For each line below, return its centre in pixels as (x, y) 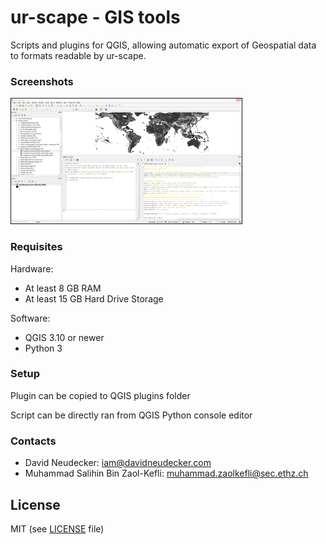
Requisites (36, 247)
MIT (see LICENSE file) (57, 528)
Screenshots (42, 81)
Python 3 (43, 348)
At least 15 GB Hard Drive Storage (94, 298)
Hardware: (32, 268)
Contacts (33, 441)
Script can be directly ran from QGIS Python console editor (131, 415)
